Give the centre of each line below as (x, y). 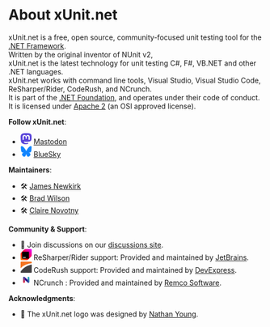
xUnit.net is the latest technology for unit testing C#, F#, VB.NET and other (133, 63)
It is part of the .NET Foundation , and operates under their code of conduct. (134, 97)
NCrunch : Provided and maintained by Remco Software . (128, 282)
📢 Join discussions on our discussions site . (92, 244)
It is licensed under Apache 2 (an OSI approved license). (102, 106)
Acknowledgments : (42, 298)
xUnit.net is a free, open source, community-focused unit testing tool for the (135, 37)
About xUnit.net (63, 15)
